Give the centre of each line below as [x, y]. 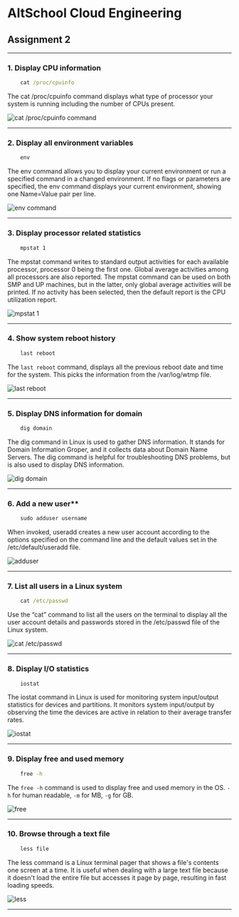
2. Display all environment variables [70, 143]
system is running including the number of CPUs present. [91, 104]
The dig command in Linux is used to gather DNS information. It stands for [116, 442]
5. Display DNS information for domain [75, 413]
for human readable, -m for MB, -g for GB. [73, 795]
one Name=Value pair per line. [52, 194]
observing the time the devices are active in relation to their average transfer [119, 712]
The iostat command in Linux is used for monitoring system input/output [113, 697]
